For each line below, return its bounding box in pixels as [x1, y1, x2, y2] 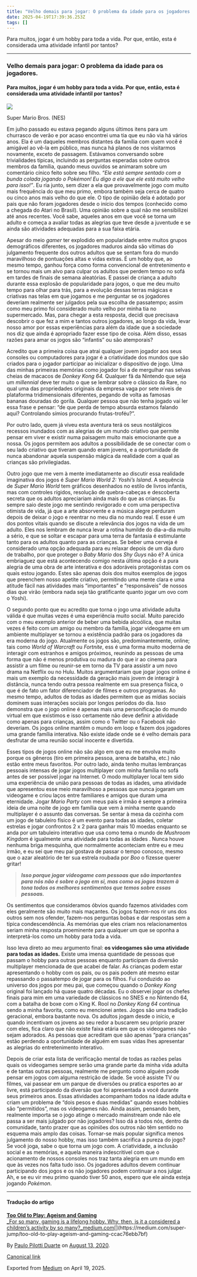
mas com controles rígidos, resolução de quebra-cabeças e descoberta [6, 488, 180, 495]
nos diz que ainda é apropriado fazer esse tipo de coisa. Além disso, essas [6, 330, 187, 337]
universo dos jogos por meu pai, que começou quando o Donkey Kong [6, 981, 177, 989]
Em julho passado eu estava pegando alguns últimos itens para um [6, 125, 168, 133]
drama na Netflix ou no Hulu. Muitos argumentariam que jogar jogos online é [6, 668, 191, 675]
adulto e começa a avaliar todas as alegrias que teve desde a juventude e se [6, 219, 191, 226]
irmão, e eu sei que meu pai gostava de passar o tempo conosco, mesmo [6, 848, 184, 855]
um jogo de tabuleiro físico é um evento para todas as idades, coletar [6, 816, 174, 824]
